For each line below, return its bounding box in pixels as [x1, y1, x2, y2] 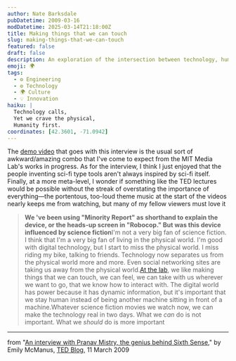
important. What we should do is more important [24, 318, 165, 327]
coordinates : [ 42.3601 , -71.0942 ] [7, 128, 109, 135]
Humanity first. [13, 121, 61, 129]
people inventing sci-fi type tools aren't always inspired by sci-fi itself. [7, 170, 211, 178]
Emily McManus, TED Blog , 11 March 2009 [7, 346, 130, 354]
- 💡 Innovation [13, 96, 58, 103]
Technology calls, [13, 108, 68, 115]
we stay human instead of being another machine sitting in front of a [24, 296, 223, 304]
